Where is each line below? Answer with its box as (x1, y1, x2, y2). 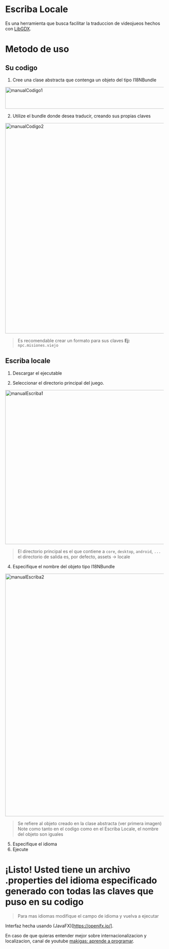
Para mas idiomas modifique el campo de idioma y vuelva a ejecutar (17, 913, 159, 919)
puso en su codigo (5, 896, 84, 908)
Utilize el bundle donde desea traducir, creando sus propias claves (12, 113, 151, 119)
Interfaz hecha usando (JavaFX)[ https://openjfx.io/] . (5, 923, 114, 929)
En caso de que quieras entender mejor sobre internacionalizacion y (5, 932, 147, 938)
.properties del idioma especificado (5, 875, 157, 886)
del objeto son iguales (17, 831, 64, 837)
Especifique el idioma (12, 841, 57, 847)
